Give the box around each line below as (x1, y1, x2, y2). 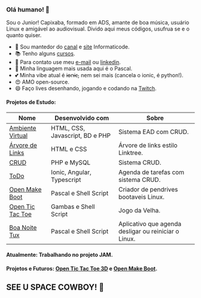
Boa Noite (9, 223, 37, 232)
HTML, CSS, (50, 124, 86, 132)
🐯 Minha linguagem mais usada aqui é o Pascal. (14, 65, 133, 72)
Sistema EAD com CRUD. (118, 127, 189, 136)
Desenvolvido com (54, 114, 109, 122)
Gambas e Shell (50, 202, 95, 211)
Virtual (9, 131, 28, 139)
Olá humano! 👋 (6, 5, 50, 14)
